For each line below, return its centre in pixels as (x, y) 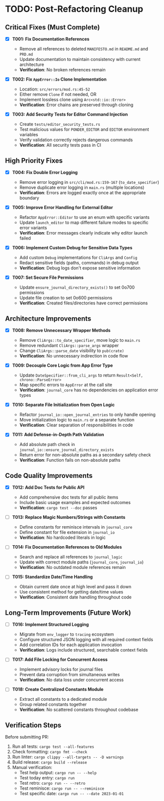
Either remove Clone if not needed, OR (58, 94)
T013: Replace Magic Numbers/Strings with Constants (69, 517)
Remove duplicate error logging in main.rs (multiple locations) (82, 187)
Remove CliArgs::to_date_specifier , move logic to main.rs (80, 340)
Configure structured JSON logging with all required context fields (86, 640)
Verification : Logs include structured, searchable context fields (83, 650)
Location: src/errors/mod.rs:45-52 (55, 89)
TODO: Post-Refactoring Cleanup (74, 9)
